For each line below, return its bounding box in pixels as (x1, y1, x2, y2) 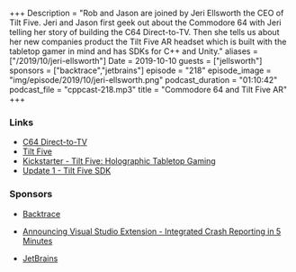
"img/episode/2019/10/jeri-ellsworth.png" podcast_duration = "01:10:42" (9, 75, 278, 85)
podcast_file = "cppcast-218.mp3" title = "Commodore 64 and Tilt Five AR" (9, 85, 288, 95)
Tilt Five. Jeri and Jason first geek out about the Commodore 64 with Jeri (9, 17, 282, 28)
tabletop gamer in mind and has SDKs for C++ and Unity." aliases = (9, 46, 258, 57)
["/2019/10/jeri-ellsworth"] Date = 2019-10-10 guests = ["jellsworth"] (9, 56, 263, 66)
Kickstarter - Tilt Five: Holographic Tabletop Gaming (22, 156, 216, 167)
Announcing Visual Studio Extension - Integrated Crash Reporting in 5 (22, 225, 282, 237)
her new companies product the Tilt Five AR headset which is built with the (9, 36, 287, 47)
